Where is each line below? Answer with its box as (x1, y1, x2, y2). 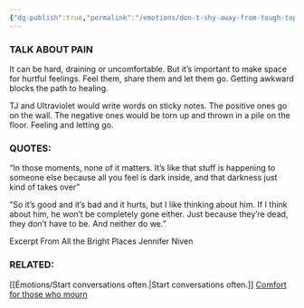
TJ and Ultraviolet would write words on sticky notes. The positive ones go (9, 100, 288, 111)
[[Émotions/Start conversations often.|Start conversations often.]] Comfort (9, 279, 287, 290)
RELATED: (9, 258, 54, 271)
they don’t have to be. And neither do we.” (9, 219, 167, 229)
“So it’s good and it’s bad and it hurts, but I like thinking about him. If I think (9, 200, 288, 210)
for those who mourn (9, 288, 88, 299)
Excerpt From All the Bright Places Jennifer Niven (9, 236, 194, 247)
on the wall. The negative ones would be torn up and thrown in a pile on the (9, 109, 291, 120)
